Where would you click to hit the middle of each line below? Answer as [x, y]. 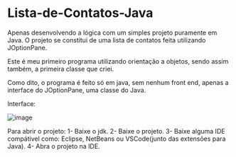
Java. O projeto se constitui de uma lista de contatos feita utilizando [107, 40]
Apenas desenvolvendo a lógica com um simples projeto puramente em [112, 33]
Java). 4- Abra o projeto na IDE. [54, 146]
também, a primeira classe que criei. [61, 69]
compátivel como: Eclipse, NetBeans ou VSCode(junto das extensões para [117, 139]
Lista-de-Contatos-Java [80, 13]
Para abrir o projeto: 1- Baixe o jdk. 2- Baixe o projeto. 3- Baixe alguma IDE [116, 131]
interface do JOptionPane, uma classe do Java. [77, 90]
